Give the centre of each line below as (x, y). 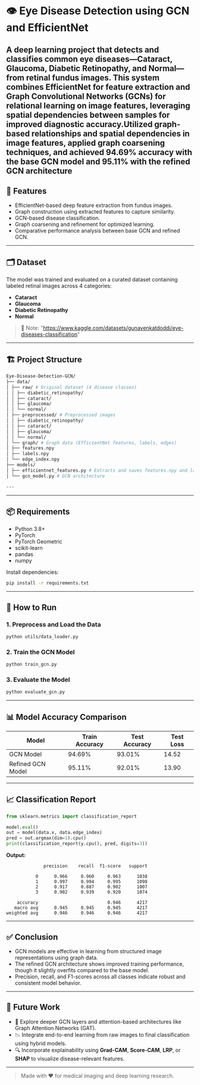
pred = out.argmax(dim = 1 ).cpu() (46, 838)
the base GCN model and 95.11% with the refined (98, 161)
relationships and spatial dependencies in (111, 133)
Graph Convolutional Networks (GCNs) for (86, 96)
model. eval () (22, 827)
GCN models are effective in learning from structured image (88, 951)
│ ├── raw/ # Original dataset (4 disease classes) (71, 387)
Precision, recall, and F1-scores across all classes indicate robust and (100, 976)
